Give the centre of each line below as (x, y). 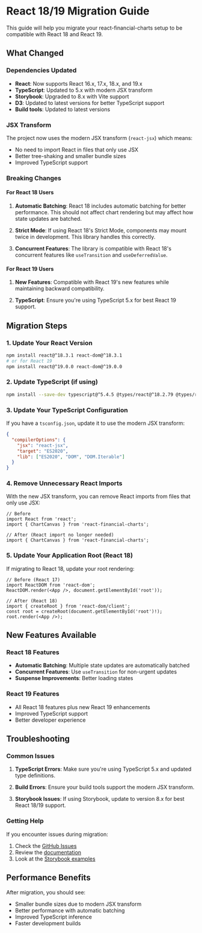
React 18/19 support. (40, 805)
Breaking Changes (34, 178)
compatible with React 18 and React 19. (55, 34)
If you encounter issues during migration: (57, 834)
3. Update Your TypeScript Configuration (67, 410)
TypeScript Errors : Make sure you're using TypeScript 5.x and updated (103, 769)
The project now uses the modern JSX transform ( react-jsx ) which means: (99, 138)
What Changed (35, 53)
